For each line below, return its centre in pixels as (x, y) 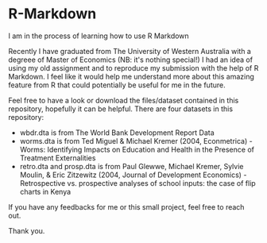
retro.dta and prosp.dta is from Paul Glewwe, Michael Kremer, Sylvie (132, 166)
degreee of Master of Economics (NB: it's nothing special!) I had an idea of (130, 60)
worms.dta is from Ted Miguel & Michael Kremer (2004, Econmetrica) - (136, 141)
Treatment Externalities (58, 158)
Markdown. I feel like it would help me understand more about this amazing (131, 76)
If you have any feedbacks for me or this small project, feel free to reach (126, 206)
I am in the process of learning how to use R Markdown (99, 36)
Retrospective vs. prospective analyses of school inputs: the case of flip (137, 183)
